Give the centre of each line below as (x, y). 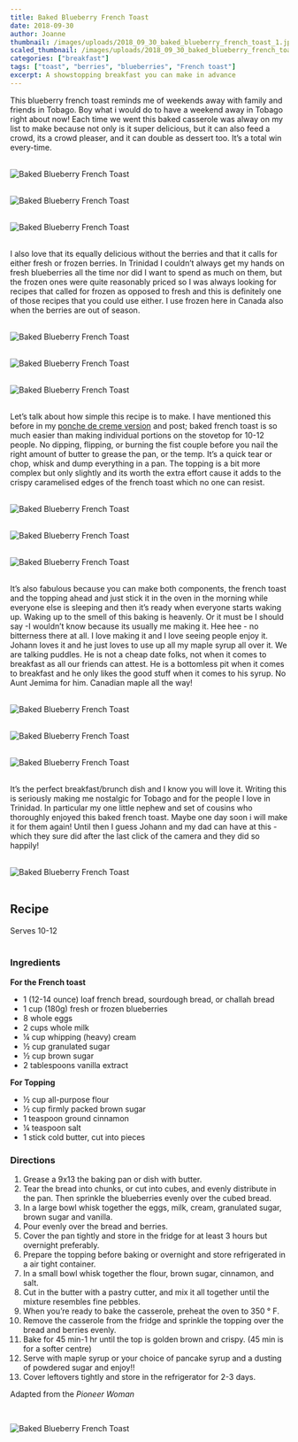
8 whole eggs (48, 1018)
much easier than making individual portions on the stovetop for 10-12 (137, 435)
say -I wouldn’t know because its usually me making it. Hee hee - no (134, 626)
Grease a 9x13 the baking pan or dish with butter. (112, 1180)
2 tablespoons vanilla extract (76, 1065)
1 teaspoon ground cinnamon (76, 1118)
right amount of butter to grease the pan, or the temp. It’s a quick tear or (141, 454)
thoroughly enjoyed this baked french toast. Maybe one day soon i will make (149, 817)
